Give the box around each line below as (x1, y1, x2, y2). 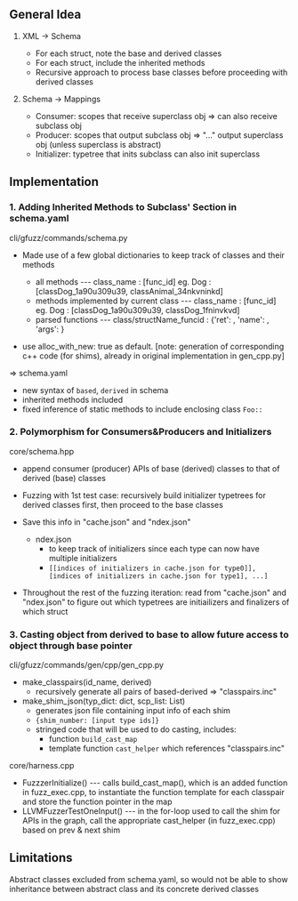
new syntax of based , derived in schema (21, 384, 169, 395)
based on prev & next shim (21, 825, 121, 835)
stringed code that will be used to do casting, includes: (35, 724, 238, 735)
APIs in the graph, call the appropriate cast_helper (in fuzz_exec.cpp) (21, 816, 276, 826)
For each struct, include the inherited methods (35, 57, 205, 68)
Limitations (9, 850, 73, 865)
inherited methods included (21, 394, 124, 405)
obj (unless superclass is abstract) (35, 139, 162, 149)
